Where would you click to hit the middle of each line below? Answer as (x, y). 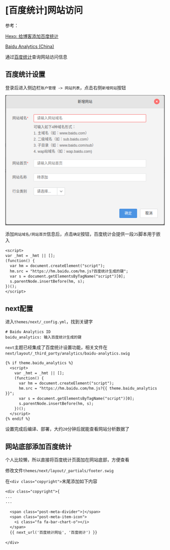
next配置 (19, 309)
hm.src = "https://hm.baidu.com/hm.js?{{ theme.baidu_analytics (88, 389)
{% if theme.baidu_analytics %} (39, 363)
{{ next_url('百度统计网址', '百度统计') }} (54, 533)
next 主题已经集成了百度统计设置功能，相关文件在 (56, 347)
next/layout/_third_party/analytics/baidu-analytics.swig (68, 353)
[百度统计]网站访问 (44, 10)
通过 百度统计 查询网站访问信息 (36, 57)
